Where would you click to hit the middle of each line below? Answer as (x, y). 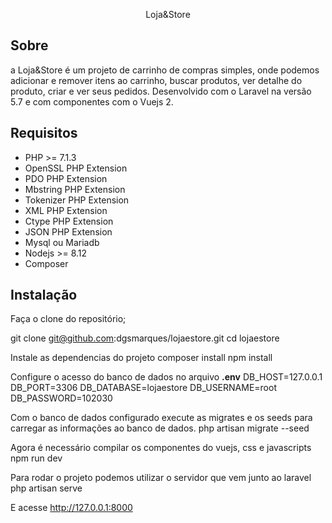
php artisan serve (46, 488)
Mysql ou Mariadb (62, 242)
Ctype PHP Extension (69, 221)
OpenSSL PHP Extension (76, 168)
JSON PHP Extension (68, 231)
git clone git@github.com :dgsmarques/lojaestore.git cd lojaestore (145, 338)
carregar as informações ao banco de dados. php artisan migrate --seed (160, 428)
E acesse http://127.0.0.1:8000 (71, 508)
